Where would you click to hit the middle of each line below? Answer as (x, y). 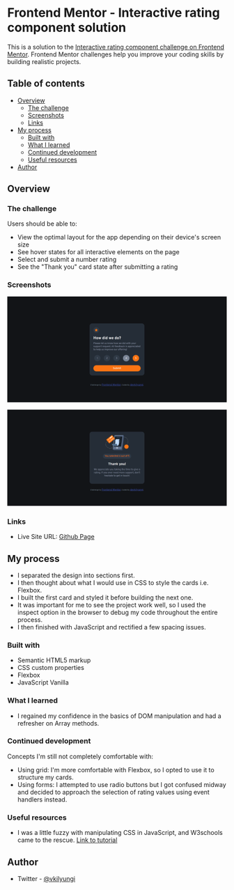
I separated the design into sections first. (76, 575)
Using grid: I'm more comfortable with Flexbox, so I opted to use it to (116, 770)
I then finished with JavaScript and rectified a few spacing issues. (112, 627)
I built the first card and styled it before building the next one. (105, 598)
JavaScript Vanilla (43, 682)
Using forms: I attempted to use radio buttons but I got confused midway (122, 784)
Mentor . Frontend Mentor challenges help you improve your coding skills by (116, 54)
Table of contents (46, 84)
